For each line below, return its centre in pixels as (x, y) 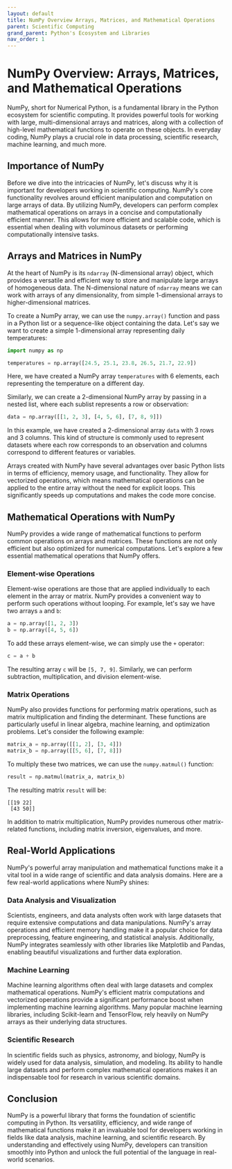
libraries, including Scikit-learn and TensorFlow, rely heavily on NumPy (108, 1014)
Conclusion (33, 1099)
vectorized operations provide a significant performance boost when (105, 1000)
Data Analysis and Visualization (62, 900)
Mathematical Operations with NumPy (91, 517)
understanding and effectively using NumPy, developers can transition (107, 1145)
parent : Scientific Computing (51, 26)
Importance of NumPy (56, 166)
